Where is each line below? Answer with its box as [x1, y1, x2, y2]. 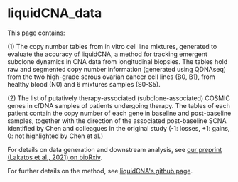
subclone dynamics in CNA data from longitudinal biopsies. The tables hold [7, 57, 228, 65]
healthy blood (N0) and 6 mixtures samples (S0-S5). [7, 80, 161, 88]
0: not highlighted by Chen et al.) [7, 132, 104, 140]
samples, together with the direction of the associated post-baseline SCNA [7, 116, 227, 125]
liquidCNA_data [7, 5, 102, 21]
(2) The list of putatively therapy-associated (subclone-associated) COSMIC [7, 94, 231, 102]
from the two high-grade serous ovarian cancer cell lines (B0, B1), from [7, 73, 215, 81]
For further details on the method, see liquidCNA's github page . [7, 166, 193, 175]
